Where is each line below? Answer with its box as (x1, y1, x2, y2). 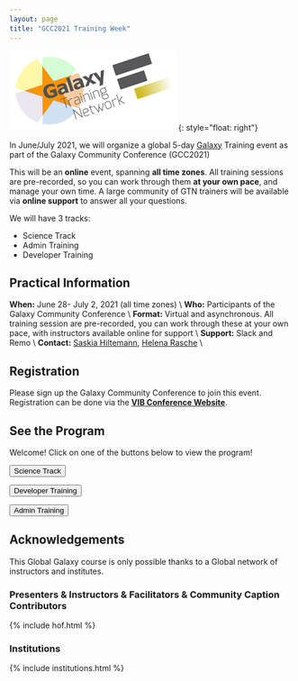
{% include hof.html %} (9, 620, 96, 631)
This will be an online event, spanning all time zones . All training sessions (9, 167, 284, 177)
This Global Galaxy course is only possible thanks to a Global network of (9, 556, 278, 567)
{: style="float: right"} (178, 122, 258, 132)
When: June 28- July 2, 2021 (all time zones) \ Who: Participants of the (9, 299, 275, 310)
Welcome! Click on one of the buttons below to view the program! (9, 447, 253, 458)
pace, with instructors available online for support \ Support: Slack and (9, 328, 273, 339)
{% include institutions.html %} (9, 663, 124, 674)
